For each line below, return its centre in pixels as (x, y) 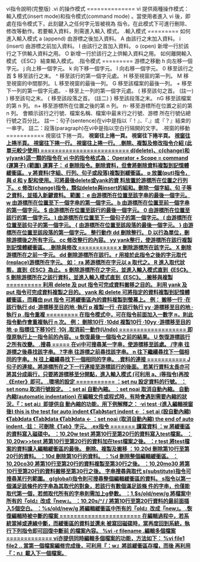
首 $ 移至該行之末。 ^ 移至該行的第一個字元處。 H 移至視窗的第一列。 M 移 (98, 76)
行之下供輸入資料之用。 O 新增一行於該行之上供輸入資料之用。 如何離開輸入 (99, 53)
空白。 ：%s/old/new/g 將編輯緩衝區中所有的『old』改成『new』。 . (104, 508)
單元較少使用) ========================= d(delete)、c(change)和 (98, 150)
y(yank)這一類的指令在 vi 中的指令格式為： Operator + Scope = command (97, 158)
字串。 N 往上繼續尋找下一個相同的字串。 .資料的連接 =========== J (103, 359)
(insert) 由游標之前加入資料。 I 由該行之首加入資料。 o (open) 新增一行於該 (98, 46)
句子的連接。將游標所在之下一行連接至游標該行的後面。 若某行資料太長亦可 (98, 367)
